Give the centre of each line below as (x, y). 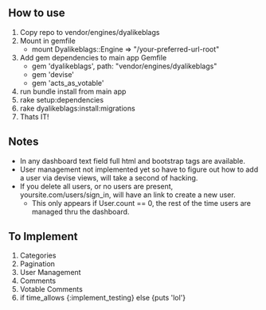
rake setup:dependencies (62, 99)
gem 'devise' (53, 74)
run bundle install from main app (73, 91)
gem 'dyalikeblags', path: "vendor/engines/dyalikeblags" (124, 66)
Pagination (37, 264)
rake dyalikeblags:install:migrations (77, 108)
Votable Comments (51, 289)
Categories (38, 256)
